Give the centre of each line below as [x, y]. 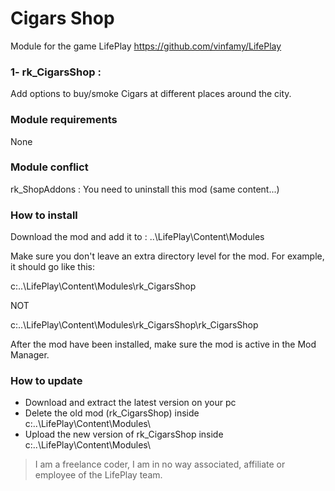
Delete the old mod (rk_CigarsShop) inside [112, 413]
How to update [46, 381]
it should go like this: [52, 267]
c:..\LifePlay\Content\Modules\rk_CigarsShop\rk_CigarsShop [134, 325]
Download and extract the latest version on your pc [130, 403]
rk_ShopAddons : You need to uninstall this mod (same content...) [145, 189]
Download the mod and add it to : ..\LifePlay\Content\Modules [137, 237]
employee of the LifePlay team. [98, 475]
